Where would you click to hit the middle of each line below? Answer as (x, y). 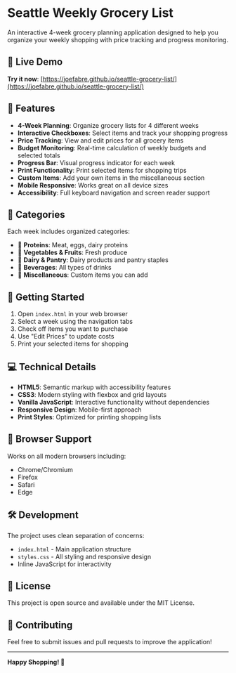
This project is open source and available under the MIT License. (101, 603)
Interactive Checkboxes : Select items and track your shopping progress (123, 133)
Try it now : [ (25, 79)
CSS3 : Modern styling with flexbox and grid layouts (92, 394)
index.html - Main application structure (74, 549)
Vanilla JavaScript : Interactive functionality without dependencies (113, 402)
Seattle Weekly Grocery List (91, 13)
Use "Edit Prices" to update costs (66, 336)
